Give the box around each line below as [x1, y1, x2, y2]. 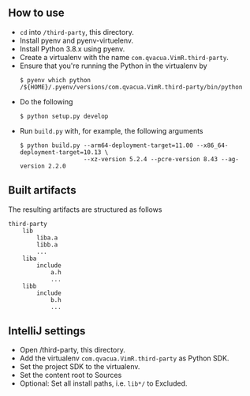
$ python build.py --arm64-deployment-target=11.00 [19, 141, 193, 149]
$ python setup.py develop [19, 112, 109, 120]
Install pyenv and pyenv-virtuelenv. [19, 36, 134, 45]
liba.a [36, 233, 58, 242]
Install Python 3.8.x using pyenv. [19, 43, 125, 54]
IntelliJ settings [8, 324, 86, 338]
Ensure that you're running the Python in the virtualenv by [19, 61, 207, 70]
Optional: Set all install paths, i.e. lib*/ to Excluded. [19, 379, 188, 388]
